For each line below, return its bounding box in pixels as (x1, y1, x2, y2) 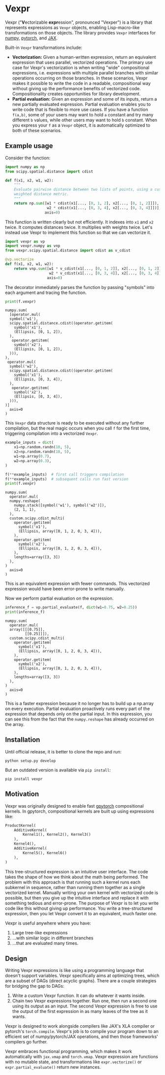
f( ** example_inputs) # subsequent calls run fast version (5, 476, 129, 481)
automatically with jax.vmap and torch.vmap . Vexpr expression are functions (5, 1054, 158, 1060)
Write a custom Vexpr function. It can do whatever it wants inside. (12, 993, 146, 999)
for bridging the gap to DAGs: (5, 983, 65, 989)
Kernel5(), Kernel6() (23, 850, 67, 856)
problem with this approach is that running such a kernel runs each (5, 879, 141, 885)
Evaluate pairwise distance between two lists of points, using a (14, 187, 153, 192)
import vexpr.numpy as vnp (5, 244, 60, 249)
